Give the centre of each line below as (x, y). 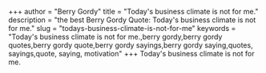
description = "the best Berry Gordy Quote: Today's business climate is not (132, 20)
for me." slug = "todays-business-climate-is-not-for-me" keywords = (122, 28)
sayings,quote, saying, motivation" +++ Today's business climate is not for (131, 54)
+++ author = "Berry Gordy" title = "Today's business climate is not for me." (133, 12)
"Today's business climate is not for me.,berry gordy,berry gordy (115, 36)
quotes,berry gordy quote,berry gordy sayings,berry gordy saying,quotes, (131, 45)
